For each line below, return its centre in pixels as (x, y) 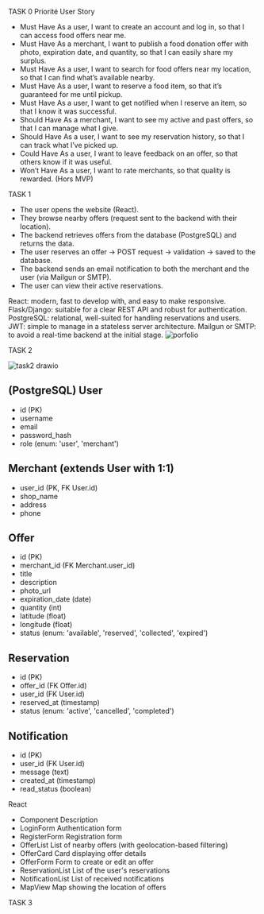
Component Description (59, 820)
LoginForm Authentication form (71, 828)
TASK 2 (21, 350)
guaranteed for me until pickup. (71, 94)
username (36, 418)
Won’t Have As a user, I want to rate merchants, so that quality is (125, 170)
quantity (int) (40, 608)
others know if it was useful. (66, 162)
